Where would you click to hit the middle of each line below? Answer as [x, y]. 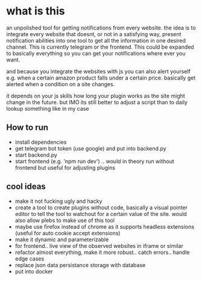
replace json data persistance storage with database [80, 265]
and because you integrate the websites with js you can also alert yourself [99, 71]
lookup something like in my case [48, 108]
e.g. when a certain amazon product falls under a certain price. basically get [101, 78]
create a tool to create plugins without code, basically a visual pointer [101, 207]
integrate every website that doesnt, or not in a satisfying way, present [94, 34]
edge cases [30, 258]
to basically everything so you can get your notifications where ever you [96, 53]
